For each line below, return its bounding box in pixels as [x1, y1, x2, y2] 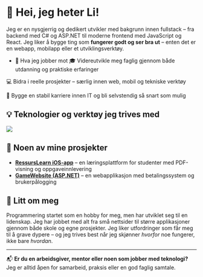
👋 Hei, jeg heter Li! [6, 5, 100, 19]
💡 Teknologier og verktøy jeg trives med [6, 109, 160, 120]
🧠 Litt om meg [6, 195, 59, 205]
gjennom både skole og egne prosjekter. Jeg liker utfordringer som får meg [6, 224, 193, 232]
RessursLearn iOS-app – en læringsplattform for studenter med [14, 159, 174, 166]
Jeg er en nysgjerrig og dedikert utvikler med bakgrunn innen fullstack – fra [6, 25, 195, 33]
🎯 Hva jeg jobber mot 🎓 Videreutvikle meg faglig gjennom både [14, 57, 175, 64]
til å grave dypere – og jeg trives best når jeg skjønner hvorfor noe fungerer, [6, 231, 195, 238]
